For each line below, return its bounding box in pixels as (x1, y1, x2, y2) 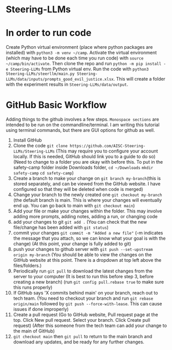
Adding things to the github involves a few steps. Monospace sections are (6, 116, 159, 123)
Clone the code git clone (13, 143, 68, 149)
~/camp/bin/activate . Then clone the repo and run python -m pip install (6, 61, 162, 67)
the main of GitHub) (13, 328, 55, 334)
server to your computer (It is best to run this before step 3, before (13, 274, 154, 280)
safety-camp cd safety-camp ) (13, 170, 74, 176)
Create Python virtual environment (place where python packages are (6, 44, 153, 50)
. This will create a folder (113, 76, 166, 82)
